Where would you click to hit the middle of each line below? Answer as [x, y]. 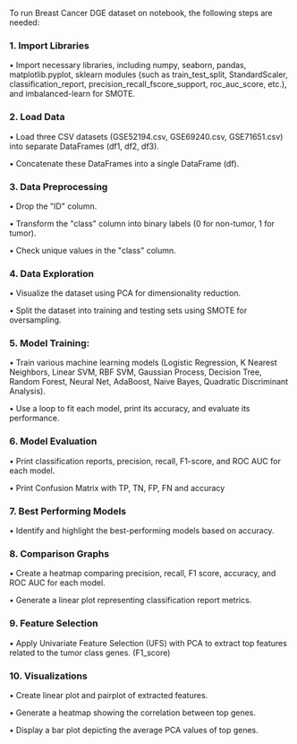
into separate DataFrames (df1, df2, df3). [84, 146]
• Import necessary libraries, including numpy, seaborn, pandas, [128, 65]
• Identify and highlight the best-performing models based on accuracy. [142, 531]
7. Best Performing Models [68, 511]
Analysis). [28, 391]
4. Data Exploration [51, 273]
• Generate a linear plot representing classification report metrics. [131, 601]
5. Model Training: [50, 343]
